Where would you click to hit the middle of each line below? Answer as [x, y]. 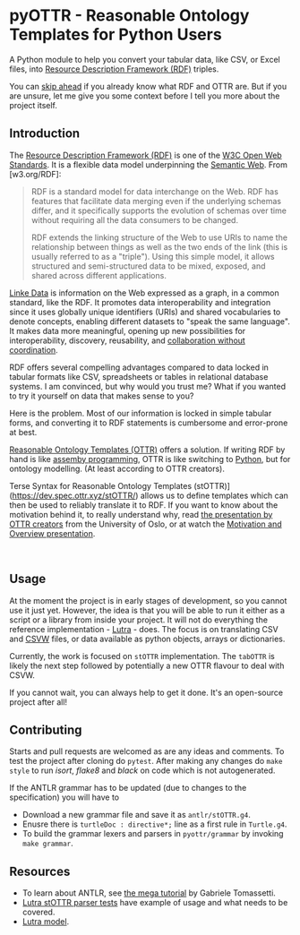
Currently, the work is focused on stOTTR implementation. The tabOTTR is [142, 656]
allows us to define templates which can [214, 495]
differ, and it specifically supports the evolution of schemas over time [159, 210]
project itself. [34, 105]
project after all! [39, 702]
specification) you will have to [64, 797]
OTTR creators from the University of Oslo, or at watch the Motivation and [146, 524]
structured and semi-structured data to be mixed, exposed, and [148, 266]
